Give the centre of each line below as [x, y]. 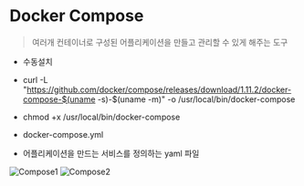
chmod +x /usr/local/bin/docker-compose [101, 117]
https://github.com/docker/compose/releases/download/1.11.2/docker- [159, 89]
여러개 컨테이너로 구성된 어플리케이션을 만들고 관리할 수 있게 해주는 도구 [160, 42]
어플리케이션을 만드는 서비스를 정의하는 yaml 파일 [111, 153]
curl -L [35, 79]
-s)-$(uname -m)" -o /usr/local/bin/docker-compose [196, 99]
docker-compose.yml [63, 134]
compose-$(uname [59, 99]
